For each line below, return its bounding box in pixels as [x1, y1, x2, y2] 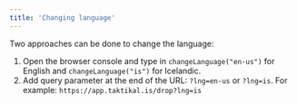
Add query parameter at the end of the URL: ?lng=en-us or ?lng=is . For [22, 74, 288, 86]
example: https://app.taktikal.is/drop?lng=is [22, 84, 203, 95]
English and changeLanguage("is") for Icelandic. [22, 65, 202, 76]
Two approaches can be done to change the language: [9, 38, 214, 49]
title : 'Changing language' [9, 13, 116, 23]
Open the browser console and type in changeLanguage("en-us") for [22, 55, 275, 66]
